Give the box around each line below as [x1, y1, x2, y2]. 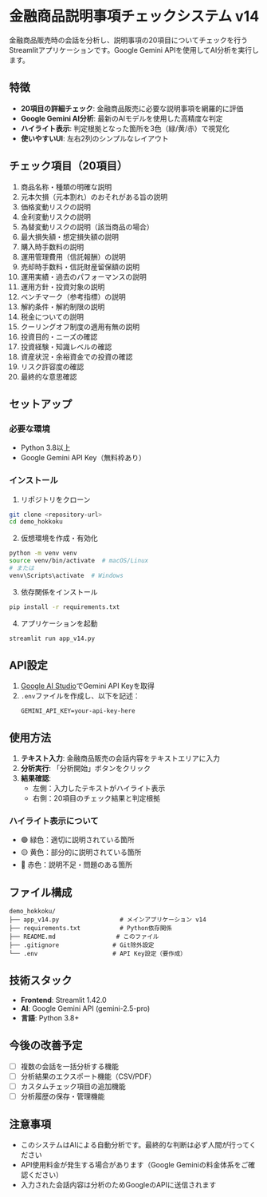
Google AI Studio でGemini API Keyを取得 [20, 681, 155, 691]
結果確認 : [20, 773, 51, 783]
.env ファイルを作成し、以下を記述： [20, 691, 140, 701]
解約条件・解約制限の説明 [20, 301, 105, 312]
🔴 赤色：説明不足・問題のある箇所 [20, 860, 132, 869]
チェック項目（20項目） [9, 159, 128, 173]
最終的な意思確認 [20, 372, 77, 381]
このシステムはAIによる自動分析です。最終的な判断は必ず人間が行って [20, 1139, 249, 1149]
